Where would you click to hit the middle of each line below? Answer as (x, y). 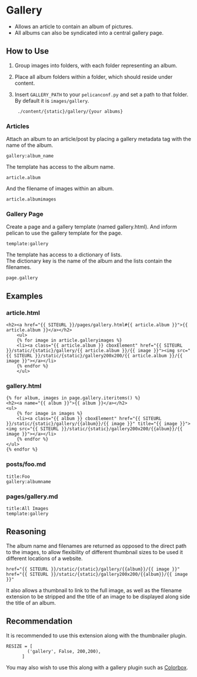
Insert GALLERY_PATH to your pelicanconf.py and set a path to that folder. (101, 94)
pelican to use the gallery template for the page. (64, 233)
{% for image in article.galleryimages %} (69, 341)
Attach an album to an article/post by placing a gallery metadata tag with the (98, 139)
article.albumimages (31, 200)
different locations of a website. (44, 558)
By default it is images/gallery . (52, 100)
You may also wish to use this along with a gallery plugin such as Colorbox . (97, 667)
